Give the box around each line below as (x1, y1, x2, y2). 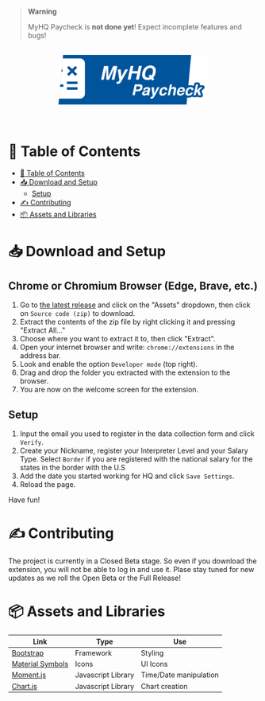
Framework (75, 648, 113, 657)
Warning (27, 7, 57, 16)
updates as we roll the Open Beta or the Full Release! (8, 573, 181, 583)
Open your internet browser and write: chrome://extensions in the (19, 342, 235, 352)
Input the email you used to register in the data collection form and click (19, 429, 255, 438)
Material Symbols (11, 660, 69, 668)
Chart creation (140, 681, 188, 691)
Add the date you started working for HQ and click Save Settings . (19, 471, 235, 481)
